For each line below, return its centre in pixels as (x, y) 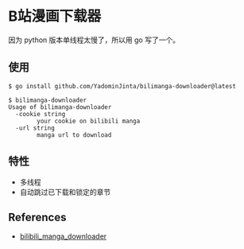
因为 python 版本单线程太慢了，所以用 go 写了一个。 (94, 40)
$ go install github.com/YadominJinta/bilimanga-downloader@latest (122, 86)
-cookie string (41, 114)
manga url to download (74, 135)
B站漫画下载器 (55, 16)
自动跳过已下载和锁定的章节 (65, 192)
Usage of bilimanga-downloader (60, 107)
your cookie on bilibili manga (89, 121)
